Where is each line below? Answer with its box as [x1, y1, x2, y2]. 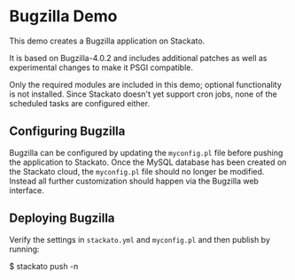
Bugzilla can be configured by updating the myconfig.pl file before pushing [9, 147, 283, 158]
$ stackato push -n [9, 261, 79, 271]
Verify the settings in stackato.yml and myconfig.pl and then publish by [9, 234, 270, 245]
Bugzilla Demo [9, 6, 118, 27]
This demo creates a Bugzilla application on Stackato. [9, 35, 206, 46]
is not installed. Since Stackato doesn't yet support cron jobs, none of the [9, 89, 277, 99]
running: [9, 244, 40, 254]
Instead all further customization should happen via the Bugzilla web [9, 175, 260, 186]
